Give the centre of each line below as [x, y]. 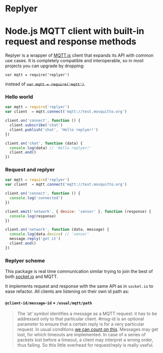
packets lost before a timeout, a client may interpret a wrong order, [85, 340]
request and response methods [71, 42]
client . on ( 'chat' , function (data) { [44, 143]
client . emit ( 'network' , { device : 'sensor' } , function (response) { [78, 211]
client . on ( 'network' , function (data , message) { [57, 230]
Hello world [19, 97]
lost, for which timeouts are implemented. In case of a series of [81, 335]
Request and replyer [30, 170]
